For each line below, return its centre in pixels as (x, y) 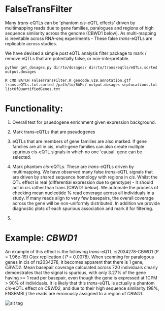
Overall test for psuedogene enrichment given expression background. (84, 122)
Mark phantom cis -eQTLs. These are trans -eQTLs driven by (73, 167)
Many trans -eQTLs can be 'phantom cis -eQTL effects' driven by (70, 23)
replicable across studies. (31, 43)
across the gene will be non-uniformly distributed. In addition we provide (86, 203)
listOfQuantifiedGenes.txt (33, 89)
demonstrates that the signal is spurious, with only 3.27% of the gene (76, 273)
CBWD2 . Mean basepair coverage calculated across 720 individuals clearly (82, 267)
